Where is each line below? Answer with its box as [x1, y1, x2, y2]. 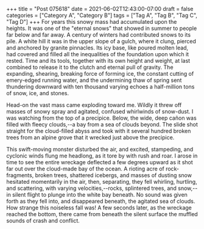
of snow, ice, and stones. [6, 90, 69, 96]
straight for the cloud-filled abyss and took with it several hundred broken [6, 128, 191, 134]
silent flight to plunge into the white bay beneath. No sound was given [12, 191, 188, 198]
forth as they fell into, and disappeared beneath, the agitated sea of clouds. [6, 198, 195, 205]
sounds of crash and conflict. [6, 217, 80, 224]
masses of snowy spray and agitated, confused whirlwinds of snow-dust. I [6, 108, 194, 115]
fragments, [6, 172, 34, 179]
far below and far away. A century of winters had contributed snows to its [6, 31, 191, 38]
